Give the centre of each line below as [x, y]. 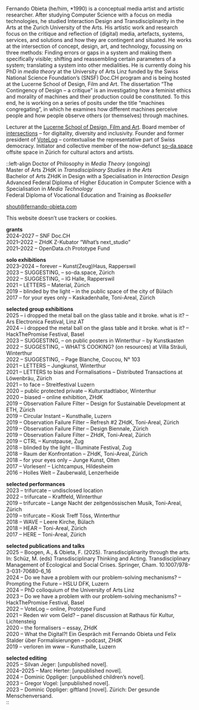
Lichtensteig [21, 621]
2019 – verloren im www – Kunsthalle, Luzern [61, 647]
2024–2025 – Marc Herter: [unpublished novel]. [64, 671]
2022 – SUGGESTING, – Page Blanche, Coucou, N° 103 [73, 359]
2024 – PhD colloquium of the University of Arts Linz [70, 590]
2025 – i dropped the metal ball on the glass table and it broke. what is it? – [97, 315]
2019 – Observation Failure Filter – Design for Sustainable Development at [96, 403]
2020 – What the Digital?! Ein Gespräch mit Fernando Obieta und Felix [91, 634]
